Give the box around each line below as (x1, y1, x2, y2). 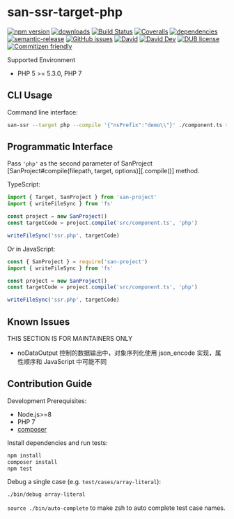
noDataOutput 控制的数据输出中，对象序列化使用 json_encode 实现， (17, 349, 216, 357)
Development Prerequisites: (7, 396, 87, 405)
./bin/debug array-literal (7, 491, 86, 498)
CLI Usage (7, 89, 53, 101)
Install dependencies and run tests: (7, 438, 108, 447)
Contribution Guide (7, 378, 93, 390)
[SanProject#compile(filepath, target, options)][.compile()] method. (7, 167, 200, 175)
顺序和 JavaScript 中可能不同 (23, 358, 107, 365)
